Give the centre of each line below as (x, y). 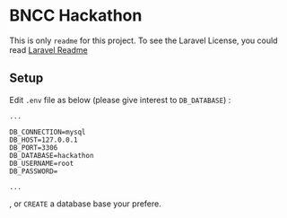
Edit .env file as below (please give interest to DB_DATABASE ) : (120, 100)
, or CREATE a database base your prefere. (85, 204)
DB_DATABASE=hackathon (52, 155)
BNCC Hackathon (76, 16)
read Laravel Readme (48, 49)
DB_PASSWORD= (34, 171)
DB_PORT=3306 (34, 148)
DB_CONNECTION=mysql (48, 132)
